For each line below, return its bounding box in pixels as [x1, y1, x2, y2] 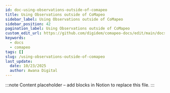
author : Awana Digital [10, 68, 58, 73]
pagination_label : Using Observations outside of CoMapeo [5, 26, 130, 31]
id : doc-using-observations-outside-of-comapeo [5, 7, 108, 13]
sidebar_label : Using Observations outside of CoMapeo [5, 17, 123, 22]
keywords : [5, 36, 26, 41]
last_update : [5, 59, 33, 64]
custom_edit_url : [5, 31, 42, 36]
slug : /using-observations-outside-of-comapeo [5, 54, 105, 59]
